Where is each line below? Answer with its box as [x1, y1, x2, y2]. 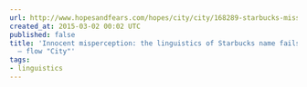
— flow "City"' [17, 47, 76, 56]
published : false [9, 30, 76, 39]
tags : [9, 55, 30, 64]
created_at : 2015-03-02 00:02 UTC [9, 22, 142, 31]
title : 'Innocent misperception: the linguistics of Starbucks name [9, 38, 276, 48]
